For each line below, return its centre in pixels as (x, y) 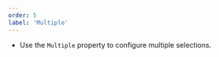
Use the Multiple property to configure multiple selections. (115, 45)
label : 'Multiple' (38, 23)
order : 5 (22, 15)
